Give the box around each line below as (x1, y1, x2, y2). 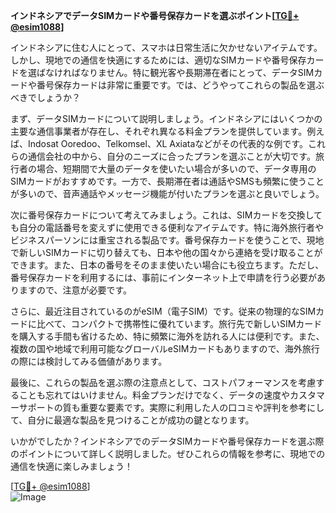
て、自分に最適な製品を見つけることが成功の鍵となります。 (10, 414, 255, 426)
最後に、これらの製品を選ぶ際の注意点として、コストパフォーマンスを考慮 (10, 377, 317, 388)
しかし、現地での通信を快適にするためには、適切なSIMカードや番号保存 (10, 54, 307, 66)
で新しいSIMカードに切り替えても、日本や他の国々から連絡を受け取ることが (10, 247, 323, 258)
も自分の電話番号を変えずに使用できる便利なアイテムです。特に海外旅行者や (10, 222, 324, 233)
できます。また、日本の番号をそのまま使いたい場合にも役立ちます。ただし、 (10, 259, 325, 271)
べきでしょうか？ (10, 92, 81, 103)
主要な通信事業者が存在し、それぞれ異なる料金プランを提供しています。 (10, 125, 308, 137)
